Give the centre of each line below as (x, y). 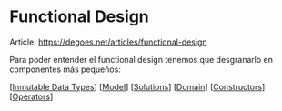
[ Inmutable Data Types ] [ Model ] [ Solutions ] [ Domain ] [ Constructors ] (137, 86)
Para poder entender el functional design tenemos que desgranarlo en (141, 59)
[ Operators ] (31, 96)
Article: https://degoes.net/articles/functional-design (108, 42)
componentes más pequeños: (65, 69)
